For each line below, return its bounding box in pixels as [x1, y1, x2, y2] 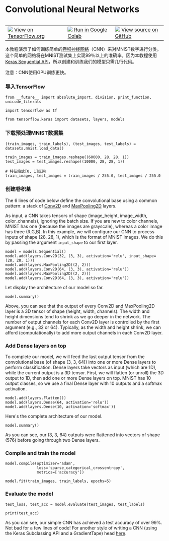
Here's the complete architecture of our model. [5, 413, 103, 419]
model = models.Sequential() [5, 249, 66, 254]
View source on [121, 26, 158, 33]
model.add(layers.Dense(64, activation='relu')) [5, 400, 109, 405]
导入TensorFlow [5, 83, 45, 90]
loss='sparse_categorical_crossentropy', [37, 465, 125, 470]
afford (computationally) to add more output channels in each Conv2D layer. [5, 329, 163, 335]
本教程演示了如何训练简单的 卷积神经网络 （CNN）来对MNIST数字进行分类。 [5, 46, 162, 52]
